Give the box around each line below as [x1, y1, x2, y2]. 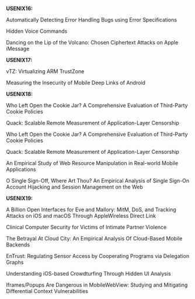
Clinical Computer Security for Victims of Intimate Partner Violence [6, 224, 167, 231]
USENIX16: [6, 5, 33, 12]
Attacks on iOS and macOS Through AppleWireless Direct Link [6, 212, 156, 219]
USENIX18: [6, 91, 33, 97]
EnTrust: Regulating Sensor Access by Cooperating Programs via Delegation [6, 253, 190, 259]
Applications [6, 166, 36, 173]
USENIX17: [6, 57, 33, 63]
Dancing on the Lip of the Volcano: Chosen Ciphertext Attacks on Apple [6, 39, 179, 46]
